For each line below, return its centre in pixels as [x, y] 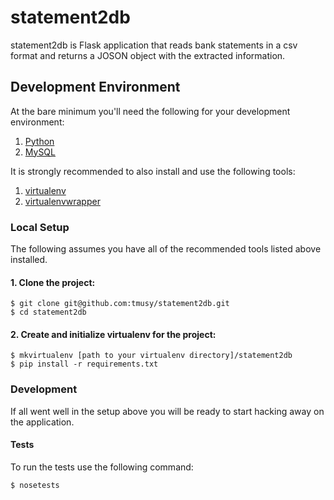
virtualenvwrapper [62, 201]
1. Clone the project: [53, 282]
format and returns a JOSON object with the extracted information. [148, 55]
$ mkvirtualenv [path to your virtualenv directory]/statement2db [151, 356]
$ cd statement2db [48, 312]
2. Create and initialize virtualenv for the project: [113, 334]
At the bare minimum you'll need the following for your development [150, 111]
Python [39, 141]
